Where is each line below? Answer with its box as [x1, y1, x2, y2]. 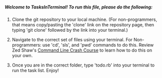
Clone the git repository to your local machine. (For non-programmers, [11, 16, 157, 22]
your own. [11, 52, 33, 58]
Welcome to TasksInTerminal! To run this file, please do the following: [4, 4, 153, 10]
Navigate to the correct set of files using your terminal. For [11, 36, 133, 42]
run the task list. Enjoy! [11, 67, 59, 73]
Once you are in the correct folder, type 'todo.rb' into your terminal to [11, 62, 155, 68]
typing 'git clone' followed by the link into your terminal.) [11, 27, 128, 33]
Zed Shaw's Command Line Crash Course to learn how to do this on [11, 47, 152, 53]
